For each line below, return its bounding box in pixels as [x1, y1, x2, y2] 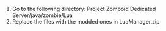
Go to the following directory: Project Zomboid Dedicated [12, 5, 156, 12]
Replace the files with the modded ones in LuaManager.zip [12, 18, 160, 25]
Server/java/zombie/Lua [12, 12, 73, 19]
